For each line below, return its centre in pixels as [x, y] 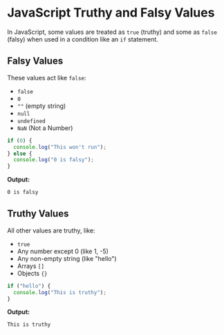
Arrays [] [31, 266]
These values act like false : [47, 78]
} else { [20, 154]
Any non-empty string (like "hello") [67, 258]
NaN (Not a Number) [45, 128]
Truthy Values [38, 214]
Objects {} [32, 273]
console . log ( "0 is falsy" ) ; [54, 160]
